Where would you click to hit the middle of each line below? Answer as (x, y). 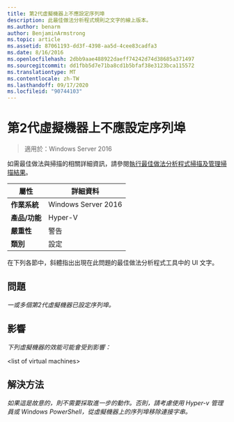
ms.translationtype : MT (42, 72)
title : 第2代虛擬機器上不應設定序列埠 (56, 14)
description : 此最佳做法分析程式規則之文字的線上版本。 (79, 20)
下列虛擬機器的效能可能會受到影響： (59, 347)
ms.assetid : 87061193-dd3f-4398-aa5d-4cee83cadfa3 (82, 46)
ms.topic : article (34, 40)
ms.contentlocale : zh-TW (43, 78)
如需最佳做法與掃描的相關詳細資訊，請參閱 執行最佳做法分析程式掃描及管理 (114, 164)
